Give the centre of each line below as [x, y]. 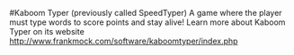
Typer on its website [47, 31]
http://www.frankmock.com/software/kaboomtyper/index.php [124, 41]
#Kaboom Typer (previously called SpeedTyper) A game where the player [146, 13]
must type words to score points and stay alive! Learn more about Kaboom [147, 22]
